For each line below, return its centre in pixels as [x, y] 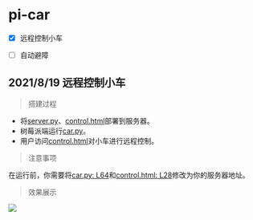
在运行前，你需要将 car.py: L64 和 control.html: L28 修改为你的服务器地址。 [129, 175]
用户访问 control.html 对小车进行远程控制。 [89, 141]
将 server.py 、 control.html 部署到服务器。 [87, 120]
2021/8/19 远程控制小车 [67, 83]
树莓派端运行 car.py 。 [55, 131]
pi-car [29, 15]
